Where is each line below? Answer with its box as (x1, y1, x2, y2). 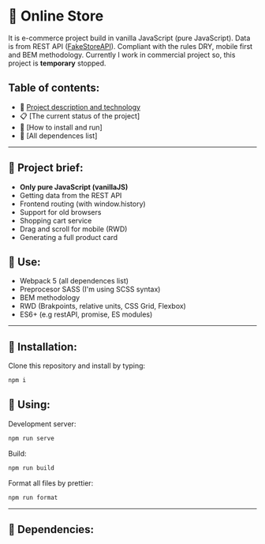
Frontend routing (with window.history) (19, 199, 146, 208)
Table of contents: (8, 81, 100, 95)
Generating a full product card (19, 232, 118, 242)
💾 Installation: (8, 340, 77, 354)
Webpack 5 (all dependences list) (19, 276, 129, 286)
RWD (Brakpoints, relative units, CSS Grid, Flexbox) (19, 302, 187, 311)
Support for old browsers (19, 207, 102, 216)
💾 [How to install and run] (19, 122, 103, 132)
